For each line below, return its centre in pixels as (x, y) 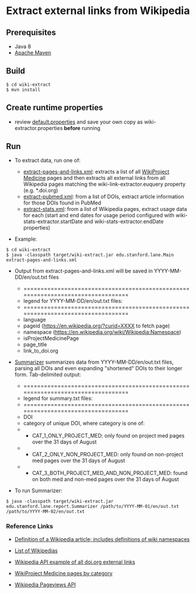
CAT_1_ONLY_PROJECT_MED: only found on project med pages (108, 436)
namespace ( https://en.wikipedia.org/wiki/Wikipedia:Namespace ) (102, 332)
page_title (35, 344)
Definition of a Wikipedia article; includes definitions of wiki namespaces (102, 539)
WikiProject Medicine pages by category (63, 573)
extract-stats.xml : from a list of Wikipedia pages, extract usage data (105, 209)
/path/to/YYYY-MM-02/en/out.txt (45, 512)
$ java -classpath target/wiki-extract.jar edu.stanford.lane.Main (90, 255)
